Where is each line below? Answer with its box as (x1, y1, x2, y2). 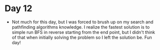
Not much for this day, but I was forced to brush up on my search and (11, 19, 154, 25)
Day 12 (4, 3, 33, 14)
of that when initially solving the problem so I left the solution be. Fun (11, 34, 153, 40)
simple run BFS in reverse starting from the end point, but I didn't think (11, 29, 155, 35)
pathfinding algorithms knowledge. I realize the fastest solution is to (11, 24, 150, 30)
